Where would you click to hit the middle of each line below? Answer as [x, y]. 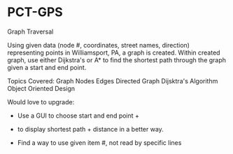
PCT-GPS [35, 12]
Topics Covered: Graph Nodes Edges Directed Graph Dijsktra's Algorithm [113, 80]
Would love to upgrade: [41, 101]
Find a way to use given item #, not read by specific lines [99, 142]
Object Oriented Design [41, 88]
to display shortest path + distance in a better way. [91, 129]
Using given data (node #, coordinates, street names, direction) [99, 45]
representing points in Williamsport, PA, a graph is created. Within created [114, 52]
